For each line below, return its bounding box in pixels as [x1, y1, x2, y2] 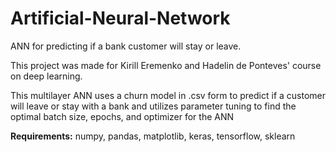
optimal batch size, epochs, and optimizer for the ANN [10, 110, 235, 122]
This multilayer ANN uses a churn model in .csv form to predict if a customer [10, 89, 326, 101]
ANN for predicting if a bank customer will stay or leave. [10, 40, 242, 52]
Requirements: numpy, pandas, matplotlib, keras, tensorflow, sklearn [10, 130, 296, 142]
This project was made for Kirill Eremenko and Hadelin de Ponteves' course [10, 59, 322, 71]
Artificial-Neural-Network [10, 7, 231, 30]
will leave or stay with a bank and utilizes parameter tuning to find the [10, 100, 297, 112]
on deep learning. [10, 70, 83, 82]
